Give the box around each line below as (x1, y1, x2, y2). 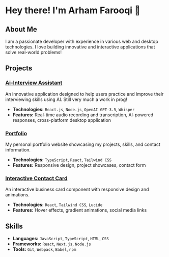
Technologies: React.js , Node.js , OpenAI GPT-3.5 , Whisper (12, 106, 135, 112)
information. (5, 146, 31, 152)
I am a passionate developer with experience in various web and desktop (5, 38, 159, 44)
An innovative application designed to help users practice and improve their (5, 91, 164, 97)
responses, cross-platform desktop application (12, 117, 111, 123)
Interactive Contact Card (5, 174, 68, 182)
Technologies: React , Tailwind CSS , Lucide (12, 201, 103, 208)
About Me (5, 25, 37, 34)
